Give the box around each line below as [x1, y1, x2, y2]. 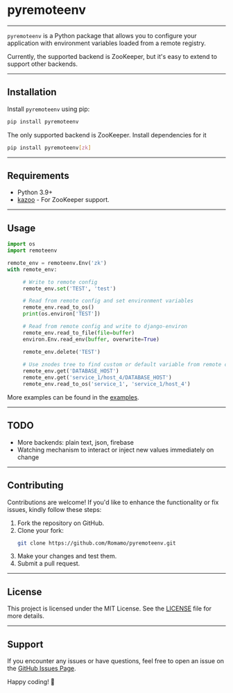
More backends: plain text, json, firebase [17, 438, 134, 446]
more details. [7, 612, 45, 620]
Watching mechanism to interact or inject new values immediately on [17, 445, 214, 454]
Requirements [7, 169, 69, 182]
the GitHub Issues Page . [7, 665, 76, 672]
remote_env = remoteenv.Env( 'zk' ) [7, 259, 107, 266]
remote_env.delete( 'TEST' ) [22, 348, 101, 355]
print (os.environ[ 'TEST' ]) [22, 311, 101, 318]
